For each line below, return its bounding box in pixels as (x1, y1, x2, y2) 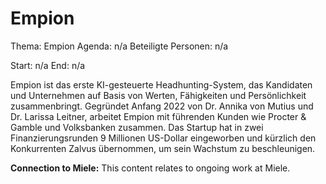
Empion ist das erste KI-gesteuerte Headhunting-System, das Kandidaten (10, 78, 313, 91)
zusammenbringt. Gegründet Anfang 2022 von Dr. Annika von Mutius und (10, 100, 314, 112)
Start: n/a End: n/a (10, 59, 86, 71)
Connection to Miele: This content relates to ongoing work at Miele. (10, 162, 291, 174)
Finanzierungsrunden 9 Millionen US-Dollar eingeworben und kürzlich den (10, 132, 317, 144)
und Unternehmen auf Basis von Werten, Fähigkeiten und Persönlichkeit (10, 89, 307, 101)
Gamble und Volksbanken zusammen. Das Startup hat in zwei (10, 121, 264, 133)
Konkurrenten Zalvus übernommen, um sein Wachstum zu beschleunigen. (10, 142, 316, 154)
